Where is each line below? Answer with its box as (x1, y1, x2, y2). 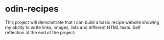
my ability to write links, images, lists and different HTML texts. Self (5, 24, 141, 30)
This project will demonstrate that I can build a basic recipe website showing (5, 19, 160, 25)
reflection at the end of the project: (5, 29, 76, 35)
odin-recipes (5, 3, 59, 14)
